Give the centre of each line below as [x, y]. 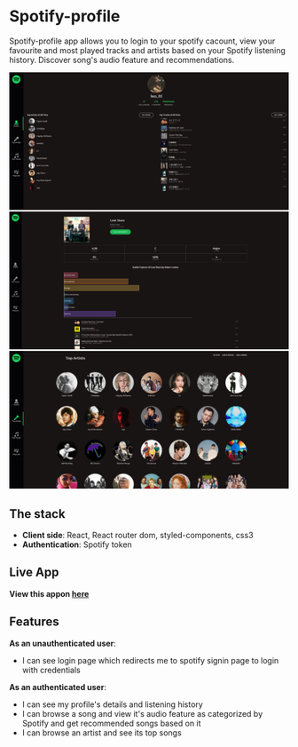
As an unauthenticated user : [63, 643]
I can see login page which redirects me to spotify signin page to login [150, 660]
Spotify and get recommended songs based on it [111, 723]
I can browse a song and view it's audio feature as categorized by [142, 713]
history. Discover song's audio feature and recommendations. [122, 60]
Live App [34, 572]
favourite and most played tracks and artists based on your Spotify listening [148, 50]
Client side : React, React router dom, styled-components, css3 [138, 535]
